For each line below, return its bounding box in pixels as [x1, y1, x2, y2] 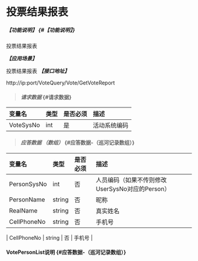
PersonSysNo [9, 180, 47, 188]
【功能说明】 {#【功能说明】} [6, 26, 75, 33]
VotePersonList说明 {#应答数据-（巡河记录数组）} [6, 249, 127, 256]
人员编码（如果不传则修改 [95, 175, 167, 184]
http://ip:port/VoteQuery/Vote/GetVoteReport [6, 79, 115, 86]
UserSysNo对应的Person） [95, 184, 171, 193]
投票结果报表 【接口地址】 [6, 67, 70, 74]
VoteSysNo [9, 121, 40, 129]
